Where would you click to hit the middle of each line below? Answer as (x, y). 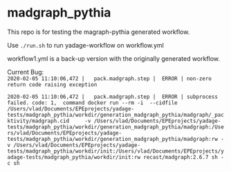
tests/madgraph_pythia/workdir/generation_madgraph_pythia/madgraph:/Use (116, 127)
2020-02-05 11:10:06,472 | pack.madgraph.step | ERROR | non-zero (110, 78)
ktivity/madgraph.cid (38, 121)
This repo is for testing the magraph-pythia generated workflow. (99, 32)
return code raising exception (52, 84)
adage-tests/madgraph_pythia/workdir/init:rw (74, 157)
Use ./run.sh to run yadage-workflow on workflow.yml (85, 45)
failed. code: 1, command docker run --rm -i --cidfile (92, 103)
